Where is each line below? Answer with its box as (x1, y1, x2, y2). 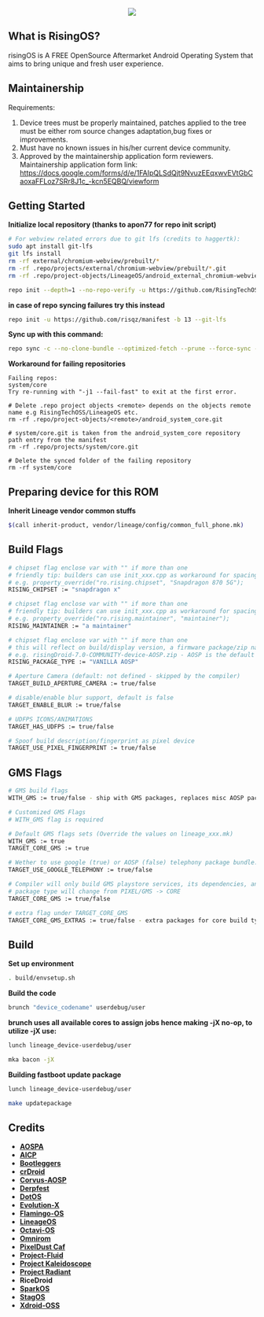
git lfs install (8, 250, 61, 258)
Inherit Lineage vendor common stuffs (8, 506, 136, 515)
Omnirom (19, 1234, 51, 1243)
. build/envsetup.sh (8, 974, 76, 983)
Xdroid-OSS (19, 1300, 60, 1310)
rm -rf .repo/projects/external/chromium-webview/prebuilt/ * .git (8, 264, 226, 272)
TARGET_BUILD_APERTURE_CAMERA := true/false (8, 680, 156, 688)
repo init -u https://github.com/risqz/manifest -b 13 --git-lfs (8, 315, 226, 323)
